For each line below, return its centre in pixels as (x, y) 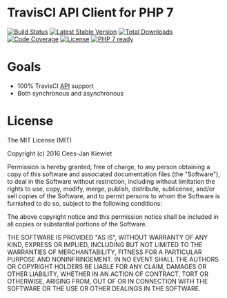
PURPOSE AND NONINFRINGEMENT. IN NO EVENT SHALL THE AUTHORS (113, 259)
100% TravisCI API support (56, 86)
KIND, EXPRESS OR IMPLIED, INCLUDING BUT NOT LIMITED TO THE (105, 244)
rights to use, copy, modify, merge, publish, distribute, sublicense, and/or (111, 189)
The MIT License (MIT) (40, 140)
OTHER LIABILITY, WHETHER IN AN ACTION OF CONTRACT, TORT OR (108, 274)
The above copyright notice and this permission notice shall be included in (113, 216)
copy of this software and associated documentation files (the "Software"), (114, 174)
